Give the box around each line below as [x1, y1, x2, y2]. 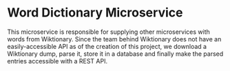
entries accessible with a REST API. [7, 57, 108, 65]
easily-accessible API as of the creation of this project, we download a [7, 42, 207, 50]
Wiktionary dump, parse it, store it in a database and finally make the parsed [7, 50, 224, 58]
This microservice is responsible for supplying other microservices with [7, 28, 210, 36]
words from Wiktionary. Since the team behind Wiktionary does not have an [7, 34, 222, 43]
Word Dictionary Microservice [7, 5, 183, 21]
